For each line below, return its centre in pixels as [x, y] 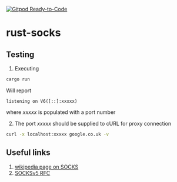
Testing [20, 54]
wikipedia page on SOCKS [46, 167]
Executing [27, 68]
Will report [19, 90]
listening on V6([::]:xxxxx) [42, 101]
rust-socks [34, 33]
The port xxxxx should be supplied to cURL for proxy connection [93, 123]
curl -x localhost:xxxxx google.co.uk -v [58, 134]
